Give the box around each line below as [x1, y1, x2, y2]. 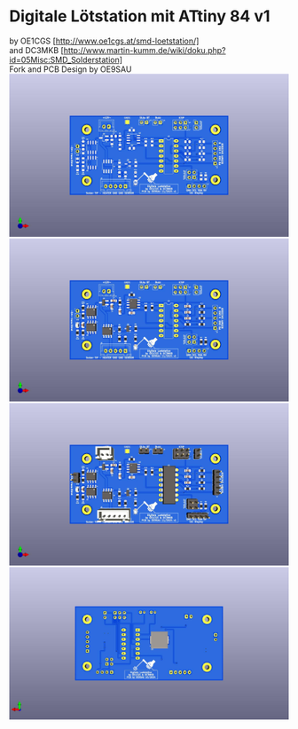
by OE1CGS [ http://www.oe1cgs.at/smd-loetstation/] [9, 35, 200, 46]
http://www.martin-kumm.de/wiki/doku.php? [63, 44, 226, 55]
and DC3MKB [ [9, 44, 64, 55]
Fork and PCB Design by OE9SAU [9, 64, 132, 74]
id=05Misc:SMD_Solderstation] [9, 54, 122, 65]
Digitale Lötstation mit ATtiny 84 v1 [9, 6, 271, 27]
